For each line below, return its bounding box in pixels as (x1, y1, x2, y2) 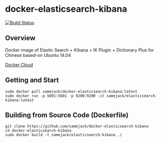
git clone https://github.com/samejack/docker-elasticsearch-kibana (5, 124, 149, 129)
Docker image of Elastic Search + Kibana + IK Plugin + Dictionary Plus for (5, 47, 154, 53)
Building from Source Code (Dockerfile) (5, 111, 129, 119)
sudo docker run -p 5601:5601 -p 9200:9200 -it (5, 93, 105, 98)
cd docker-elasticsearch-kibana (5, 128, 71, 133)
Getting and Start (5, 76, 59, 85)
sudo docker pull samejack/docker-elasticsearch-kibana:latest (5, 89, 138, 94)
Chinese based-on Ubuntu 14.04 (5, 52, 71, 58)
